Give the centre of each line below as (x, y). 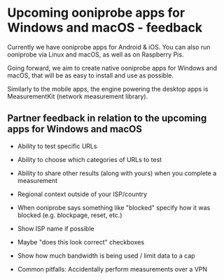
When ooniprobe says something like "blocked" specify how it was (114, 207)
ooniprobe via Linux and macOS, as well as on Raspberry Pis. (96, 54)
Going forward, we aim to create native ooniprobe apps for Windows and (112, 68)
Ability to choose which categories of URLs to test (90, 159)
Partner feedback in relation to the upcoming (107, 118)
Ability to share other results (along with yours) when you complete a (117, 173)
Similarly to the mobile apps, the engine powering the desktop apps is (108, 89)
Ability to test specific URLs (57, 146)
